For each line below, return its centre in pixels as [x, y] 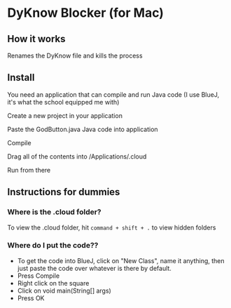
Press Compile [38, 276]
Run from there [29, 170]
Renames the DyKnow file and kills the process [75, 55]
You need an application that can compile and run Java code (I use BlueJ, [113, 94]
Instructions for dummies [64, 192]
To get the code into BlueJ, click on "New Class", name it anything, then [121, 260]
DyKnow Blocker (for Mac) [86, 13]
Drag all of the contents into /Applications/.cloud [77, 156]
